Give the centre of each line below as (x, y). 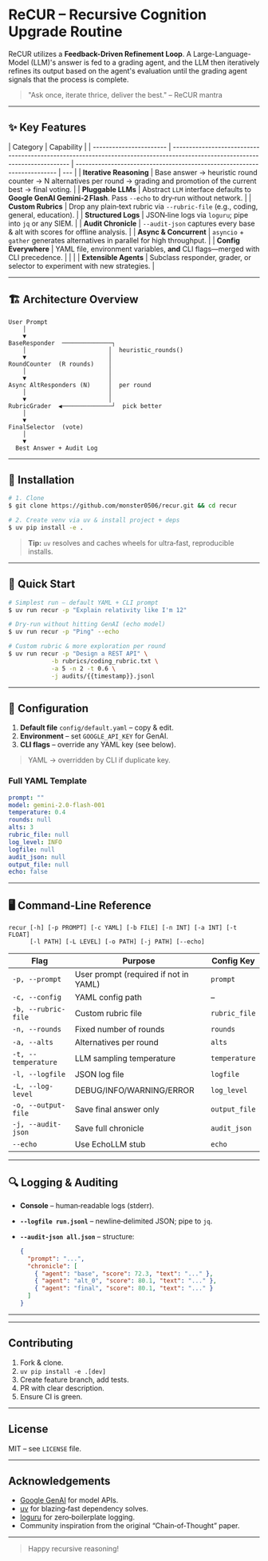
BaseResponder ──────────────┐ (62, 343)
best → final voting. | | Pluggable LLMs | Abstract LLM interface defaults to (130, 189)
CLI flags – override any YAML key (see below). (98, 745)
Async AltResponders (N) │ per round (80, 385)
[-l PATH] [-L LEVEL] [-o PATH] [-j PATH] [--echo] (117, 942)
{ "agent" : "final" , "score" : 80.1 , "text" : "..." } (124, 1289)
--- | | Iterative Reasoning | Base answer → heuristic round (160, 172)
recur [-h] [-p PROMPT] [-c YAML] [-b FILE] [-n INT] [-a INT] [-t (123, 928)
